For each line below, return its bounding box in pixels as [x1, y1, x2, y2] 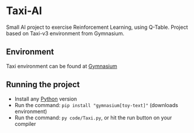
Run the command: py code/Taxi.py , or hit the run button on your [14, 114, 172, 121]
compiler [14, 120, 36, 127]
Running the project [6, 79, 80, 89]
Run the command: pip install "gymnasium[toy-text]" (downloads [14, 101, 179, 108]
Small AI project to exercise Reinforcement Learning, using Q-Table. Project [6, 24, 188, 31]
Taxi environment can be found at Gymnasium [6, 62, 117, 69]
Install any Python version [14, 95, 77, 102]
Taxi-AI [6, 4, 42, 18]
